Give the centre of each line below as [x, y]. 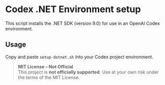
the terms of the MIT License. [49, 77]
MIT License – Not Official [46, 66]
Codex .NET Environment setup [73, 9]
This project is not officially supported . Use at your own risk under [88, 72]
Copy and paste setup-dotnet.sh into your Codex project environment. [79, 57]
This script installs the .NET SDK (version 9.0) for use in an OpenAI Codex [83, 23]
